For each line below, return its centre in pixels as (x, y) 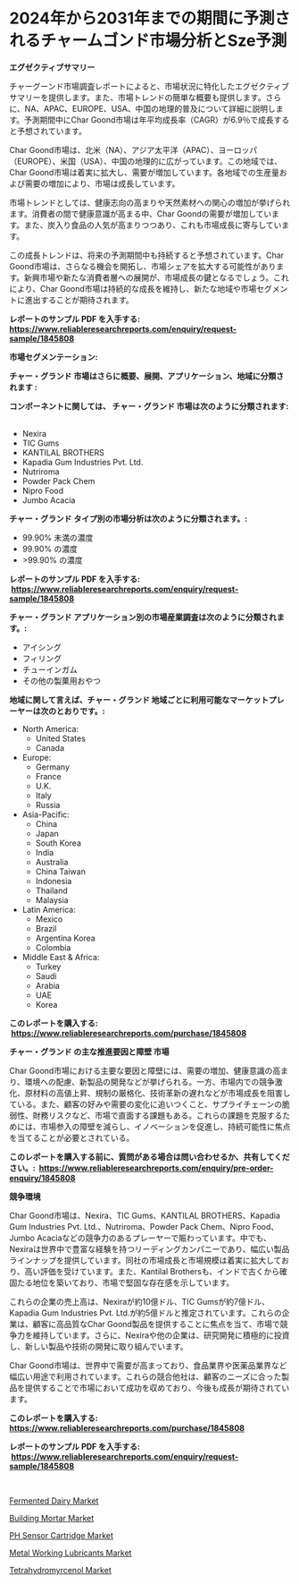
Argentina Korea (65, 938)
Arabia (48, 985)
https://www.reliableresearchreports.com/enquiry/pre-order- (156, 1168)
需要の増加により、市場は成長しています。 (102, 183)
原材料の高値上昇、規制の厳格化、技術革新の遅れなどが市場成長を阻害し (158, 1093)
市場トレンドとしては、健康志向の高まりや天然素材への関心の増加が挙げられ (150, 202)
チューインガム (50, 669)
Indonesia (54, 881)
